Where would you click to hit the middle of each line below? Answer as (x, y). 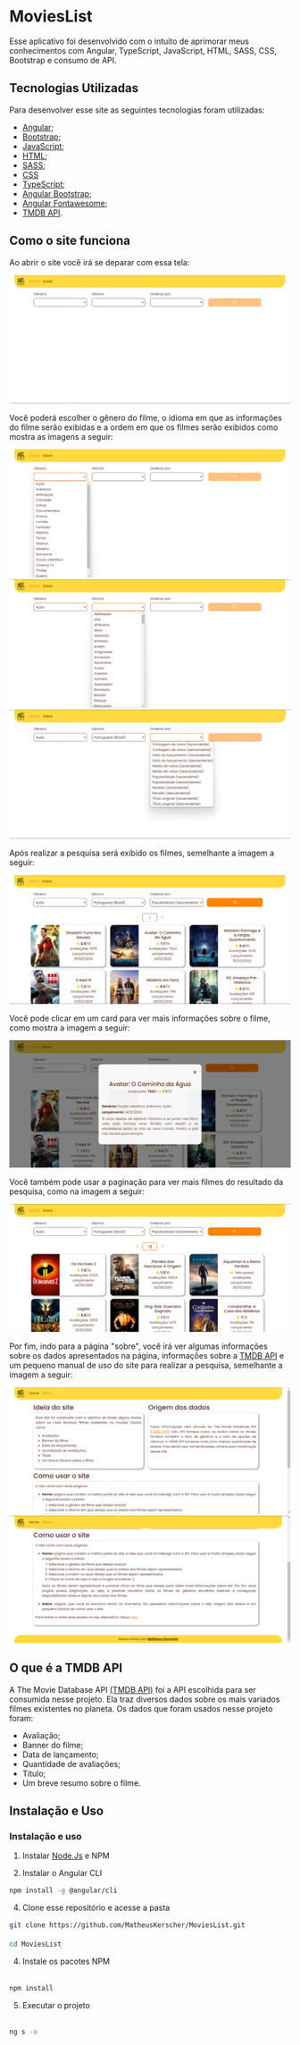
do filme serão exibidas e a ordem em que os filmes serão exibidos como (144, 427)
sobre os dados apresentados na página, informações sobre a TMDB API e (146, 1356)
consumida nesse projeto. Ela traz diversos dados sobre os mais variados (145, 1699)
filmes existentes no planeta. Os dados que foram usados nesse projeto (141, 1708)
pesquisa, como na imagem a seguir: (77, 1191)
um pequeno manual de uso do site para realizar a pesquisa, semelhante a (146, 1366)
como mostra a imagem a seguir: (70, 1028)
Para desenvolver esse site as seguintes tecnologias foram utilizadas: (137, 110)
